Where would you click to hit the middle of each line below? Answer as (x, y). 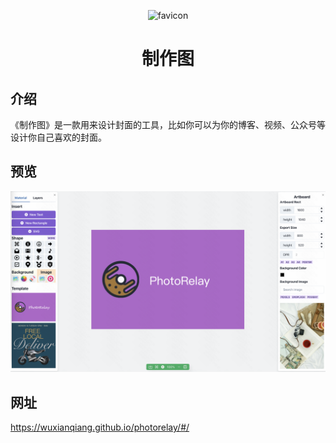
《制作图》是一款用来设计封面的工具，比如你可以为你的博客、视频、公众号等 (168, 124)
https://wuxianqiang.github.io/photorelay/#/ (100, 427)
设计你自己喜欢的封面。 (58, 137)
